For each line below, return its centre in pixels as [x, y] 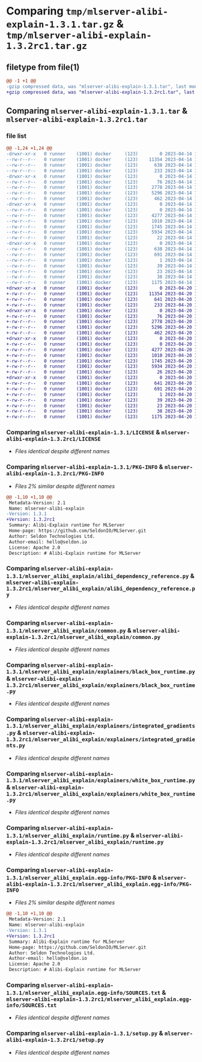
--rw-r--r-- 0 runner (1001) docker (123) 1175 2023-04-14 [99, 283]
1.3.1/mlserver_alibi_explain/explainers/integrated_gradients [101, 726]
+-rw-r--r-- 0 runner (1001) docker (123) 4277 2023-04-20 [99, 350]
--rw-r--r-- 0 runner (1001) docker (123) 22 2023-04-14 [99, 238]
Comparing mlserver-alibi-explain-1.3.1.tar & [97, 111]
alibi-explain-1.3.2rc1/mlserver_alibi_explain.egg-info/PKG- [99, 884]
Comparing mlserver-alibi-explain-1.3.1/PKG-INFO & [85, 467]
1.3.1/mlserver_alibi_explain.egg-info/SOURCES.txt [84, 993]
